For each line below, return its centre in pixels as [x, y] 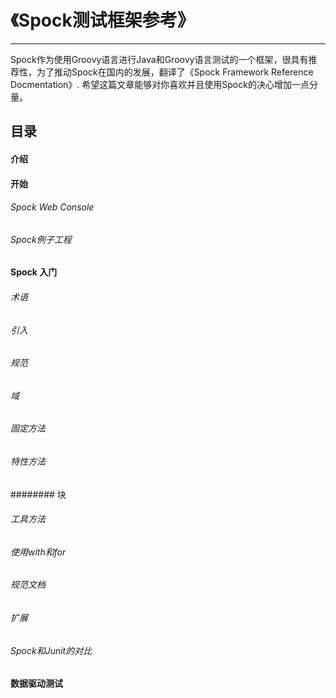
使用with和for [38, 552]
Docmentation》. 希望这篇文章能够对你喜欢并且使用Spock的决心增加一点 [160, 84]
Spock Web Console [52, 207]
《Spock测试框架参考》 [102, 20]
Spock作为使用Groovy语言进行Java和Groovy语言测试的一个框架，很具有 [159, 59]
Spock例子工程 [41, 239]
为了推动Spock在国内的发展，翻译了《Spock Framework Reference [175, 72]
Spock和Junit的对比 [51, 650]
